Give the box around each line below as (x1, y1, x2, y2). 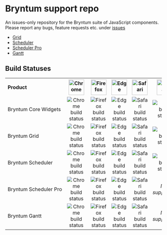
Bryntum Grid (7, 132, 39, 139)
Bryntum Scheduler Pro (7, 185, 62, 192)
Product (7, 84, 27, 91)
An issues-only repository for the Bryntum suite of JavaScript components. (5, 19, 159, 25)
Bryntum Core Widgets (7, 106, 61, 113)
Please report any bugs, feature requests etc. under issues (5, 24, 126, 30)
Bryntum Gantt (7, 212, 42, 219)
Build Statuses (5, 64, 51, 73)
